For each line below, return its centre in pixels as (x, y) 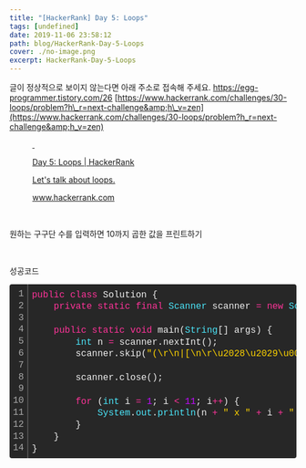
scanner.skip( (112, 354)
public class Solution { (95, 295)
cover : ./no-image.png (52, 52)
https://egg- (235, 87)
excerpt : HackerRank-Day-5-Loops (73, 60)
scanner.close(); (120, 378)
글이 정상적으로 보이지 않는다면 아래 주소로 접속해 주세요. (110, 87)
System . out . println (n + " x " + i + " (196, 414)
